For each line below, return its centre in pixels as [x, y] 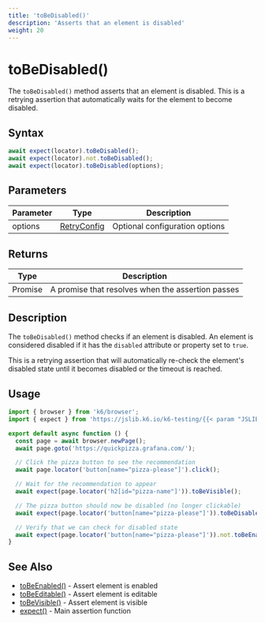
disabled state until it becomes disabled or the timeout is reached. [115, 369]
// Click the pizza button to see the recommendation [105, 463]
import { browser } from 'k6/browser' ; [74, 412]
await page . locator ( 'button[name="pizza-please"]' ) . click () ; [118, 470]
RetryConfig [82, 226]
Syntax [26, 132]
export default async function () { [68, 433]
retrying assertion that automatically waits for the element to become [120, 100]
